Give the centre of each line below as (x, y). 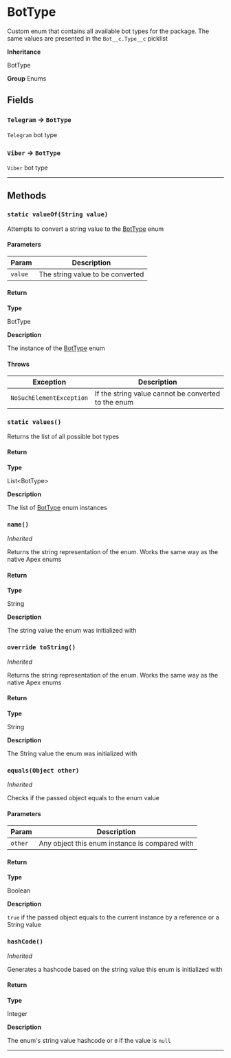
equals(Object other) (43, 770)
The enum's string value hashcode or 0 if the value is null (89, 1040)
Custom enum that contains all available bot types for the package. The (108, 31)
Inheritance (24, 52)
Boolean (19, 891)
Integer (17, 1013)
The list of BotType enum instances (57, 507)
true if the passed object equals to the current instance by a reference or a (113, 917)
